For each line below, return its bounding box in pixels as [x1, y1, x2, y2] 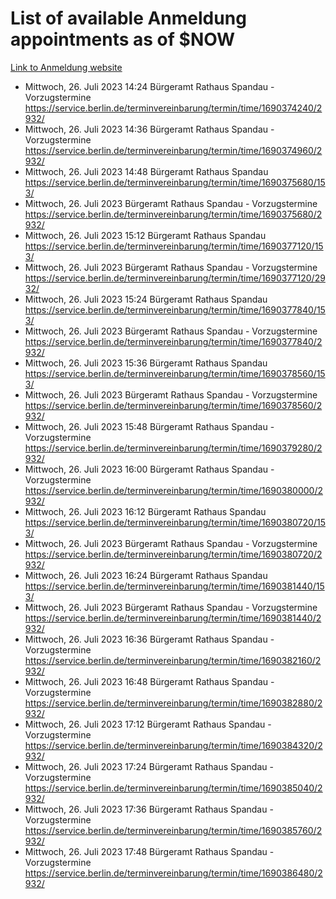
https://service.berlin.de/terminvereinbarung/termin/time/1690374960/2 [24, 144, 323, 156]
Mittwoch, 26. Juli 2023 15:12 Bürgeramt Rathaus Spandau [24, 229, 267, 241]
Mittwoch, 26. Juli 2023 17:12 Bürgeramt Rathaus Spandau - [24, 718, 272, 730]
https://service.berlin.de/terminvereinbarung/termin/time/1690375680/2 [24, 208, 323, 220]
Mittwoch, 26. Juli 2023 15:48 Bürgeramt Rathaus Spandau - [24, 420, 275, 432]
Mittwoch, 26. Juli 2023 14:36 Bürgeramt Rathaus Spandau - [24, 123, 275, 135]
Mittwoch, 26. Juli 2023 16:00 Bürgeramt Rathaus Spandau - [24, 463, 275, 475]
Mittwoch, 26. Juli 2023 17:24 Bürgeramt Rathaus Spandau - [24, 760, 274, 772]
